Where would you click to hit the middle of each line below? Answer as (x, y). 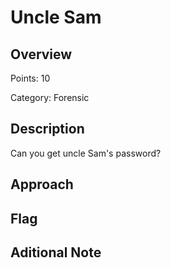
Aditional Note (56, 252)
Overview (41, 54)
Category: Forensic (50, 97)
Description (47, 129)
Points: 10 (30, 78)
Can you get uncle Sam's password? (86, 153)
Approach (42, 184)
